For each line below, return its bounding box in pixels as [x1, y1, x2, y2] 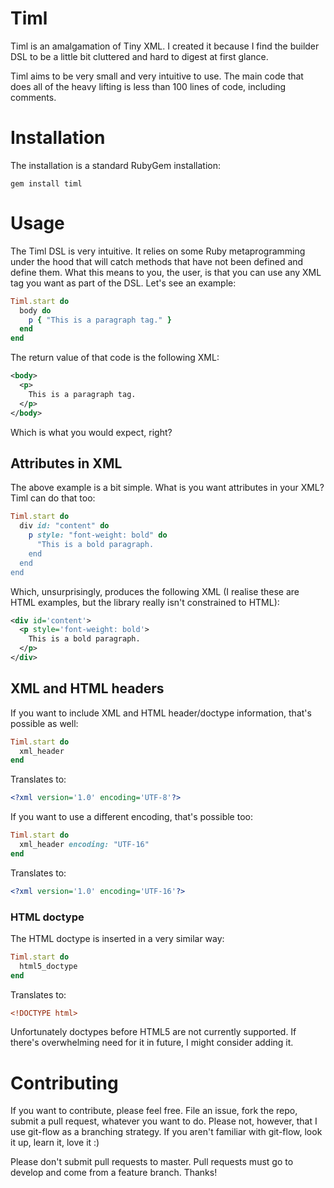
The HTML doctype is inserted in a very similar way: [10, 932, 225, 944]
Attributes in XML [10, 455, 123, 472]
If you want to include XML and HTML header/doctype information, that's [10, 707, 312, 719]
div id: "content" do [19, 521, 110, 531]
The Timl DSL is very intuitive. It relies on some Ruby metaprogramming [10, 245, 306, 257]
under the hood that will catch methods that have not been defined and [10, 255, 304, 267]
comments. [10, 91, 57, 103]
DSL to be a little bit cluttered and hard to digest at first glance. [10, 50, 269, 62]
